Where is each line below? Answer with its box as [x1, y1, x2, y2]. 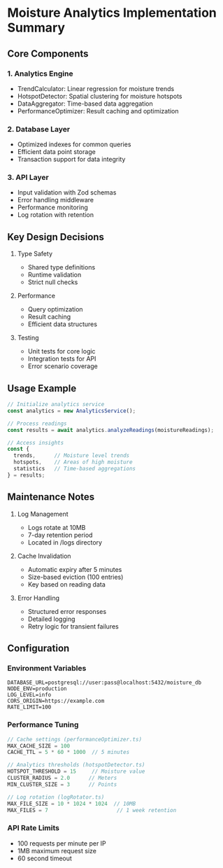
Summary [7, 20, 65, 36]
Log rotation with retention [17, 211, 94, 219]
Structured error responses [27, 607, 107, 615]
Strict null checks [27, 278, 78, 286]
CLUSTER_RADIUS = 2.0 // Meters [7, 775, 117, 782]
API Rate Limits [7, 823, 59, 833]
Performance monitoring [17, 203, 89, 211]
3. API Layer [7, 173, 49, 183]
